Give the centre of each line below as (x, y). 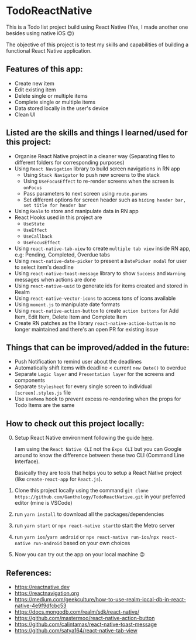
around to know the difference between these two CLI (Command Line (99, 456)
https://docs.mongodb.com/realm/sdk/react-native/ (77, 612)
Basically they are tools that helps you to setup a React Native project (98, 473)
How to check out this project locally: (75, 424)
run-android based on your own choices (82, 543)
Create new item (34, 83)
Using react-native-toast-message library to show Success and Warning (100, 273)
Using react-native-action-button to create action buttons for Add (97, 310)
